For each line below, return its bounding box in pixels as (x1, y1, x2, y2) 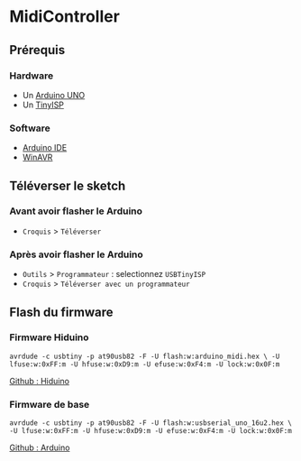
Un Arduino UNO (22, 89, 86, 100)
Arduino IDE (22, 143, 68, 153)
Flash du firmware (9, 304, 114, 319)
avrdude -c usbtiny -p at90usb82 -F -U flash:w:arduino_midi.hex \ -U (9, 352, 280, 361)
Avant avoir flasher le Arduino (9, 205, 142, 217)
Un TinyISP (22, 99, 65, 110)
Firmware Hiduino (9, 331, 89, 344)
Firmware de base (9, 398, 90, 410)
